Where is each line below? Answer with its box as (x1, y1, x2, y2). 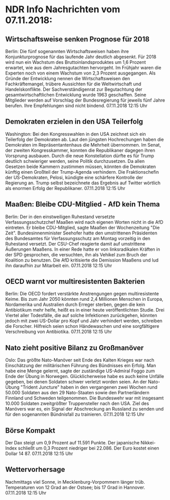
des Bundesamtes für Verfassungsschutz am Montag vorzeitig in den (5, 235, 151, 241)
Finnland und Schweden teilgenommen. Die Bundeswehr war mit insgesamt (5, 395, 164, 401)
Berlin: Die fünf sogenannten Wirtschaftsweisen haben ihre (5, 49, 129, 54)
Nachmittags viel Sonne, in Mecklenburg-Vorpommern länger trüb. (5, 479, 145, 485)
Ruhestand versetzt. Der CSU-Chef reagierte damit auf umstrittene (5, 241, 146, 247)
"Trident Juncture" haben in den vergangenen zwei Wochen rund (20, 384, 158, 390)
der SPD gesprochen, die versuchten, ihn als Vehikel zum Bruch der (5, 251, 148, 257)
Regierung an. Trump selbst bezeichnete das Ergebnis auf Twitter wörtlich (5, 180, 161, 186)
